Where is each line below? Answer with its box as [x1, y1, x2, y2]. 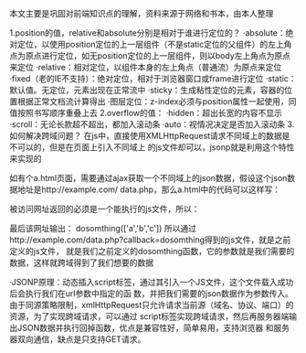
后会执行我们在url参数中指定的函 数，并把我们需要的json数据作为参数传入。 [9, 288, 294, 299]
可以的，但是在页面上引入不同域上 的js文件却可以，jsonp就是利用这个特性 [16, 142, 295, 153]
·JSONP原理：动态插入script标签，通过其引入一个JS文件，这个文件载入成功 [9, 277, 294, 287]
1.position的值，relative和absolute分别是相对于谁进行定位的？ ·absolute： [9, 27, 286, 38]
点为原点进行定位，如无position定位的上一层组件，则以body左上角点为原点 [9, 50, 290, 61]
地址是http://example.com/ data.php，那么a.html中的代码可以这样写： [16, 184, 281, 195]
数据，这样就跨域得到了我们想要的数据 [9, 257, 153, 268]
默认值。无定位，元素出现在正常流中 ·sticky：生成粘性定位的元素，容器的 [9, 85, 285, 95]
